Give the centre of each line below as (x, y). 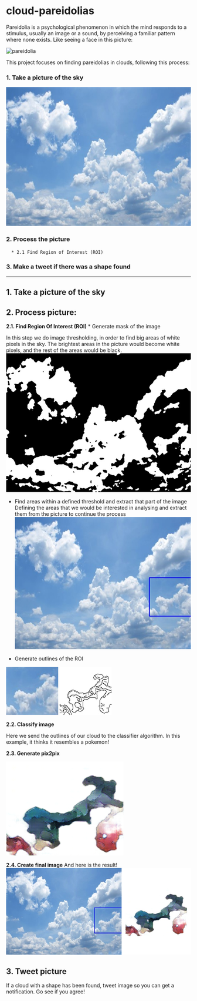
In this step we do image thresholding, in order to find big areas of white (93, 338)
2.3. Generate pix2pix (33, 754)
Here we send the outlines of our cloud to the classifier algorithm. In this (93, 736)
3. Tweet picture (37, 971)
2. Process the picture (38, 239)
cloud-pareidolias (50, 11)
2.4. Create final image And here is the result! (62, 865)
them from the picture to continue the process (70, 514)
